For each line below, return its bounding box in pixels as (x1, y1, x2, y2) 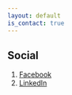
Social (7, 49, 39, 62)
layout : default (7, 11, 61, 20)
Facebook (18, 69, 52, 80)
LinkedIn (18, 78, 47, 88)
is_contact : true (7, 19, 65, 27)
